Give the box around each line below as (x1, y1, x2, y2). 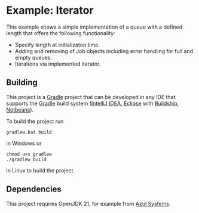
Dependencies (6, 184, 62, 195)
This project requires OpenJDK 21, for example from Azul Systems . (6, 200, 171, 207)
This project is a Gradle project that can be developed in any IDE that (6, 93, 176, 100)
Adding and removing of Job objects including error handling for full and (14, 47, 193, 54)
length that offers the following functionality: (6, 29, 115, 36)
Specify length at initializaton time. (14, 41, 100, 48)
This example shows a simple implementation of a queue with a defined (6, 23, 183, 30)
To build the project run (6, 118, 64, 125)
